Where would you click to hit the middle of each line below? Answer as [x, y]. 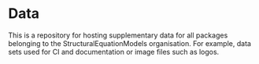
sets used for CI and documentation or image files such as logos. [114, 52]
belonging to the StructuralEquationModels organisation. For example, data [130, 43]
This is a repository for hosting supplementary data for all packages [118, 35]
